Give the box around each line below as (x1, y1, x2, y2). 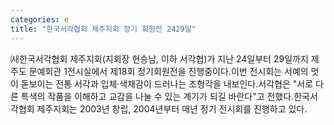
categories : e (10, 14, 70, 25)
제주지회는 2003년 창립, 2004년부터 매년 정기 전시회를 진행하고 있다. (36, 102, 308, 115)
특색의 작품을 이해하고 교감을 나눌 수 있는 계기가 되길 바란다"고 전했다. (20, 90, 295, 102)
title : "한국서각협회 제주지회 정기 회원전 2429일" (10, 24, 197, 34)
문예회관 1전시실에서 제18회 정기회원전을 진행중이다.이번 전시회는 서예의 (28, 65, 309, 77)
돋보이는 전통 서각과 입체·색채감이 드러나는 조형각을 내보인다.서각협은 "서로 (20, 77, 314, 90)
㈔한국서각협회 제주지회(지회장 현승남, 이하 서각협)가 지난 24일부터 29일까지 (10, 52, 309, 65)
